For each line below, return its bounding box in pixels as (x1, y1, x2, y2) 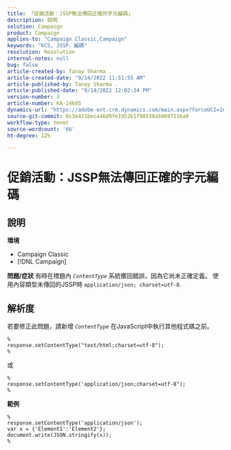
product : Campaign (7, 29, 60, 37)
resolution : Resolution (7, 49, 76, 56)
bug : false (7, 61, 38, 68)
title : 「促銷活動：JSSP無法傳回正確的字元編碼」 (7, 10, 133, 17)
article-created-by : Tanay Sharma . (7, 68, 112, 75)
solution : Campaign (7, 23, 63, 30)
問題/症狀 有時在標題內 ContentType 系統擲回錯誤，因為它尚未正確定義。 (7, 272, 211, 280)
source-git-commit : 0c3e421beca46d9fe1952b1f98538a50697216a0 (7, 112, 189, 119)
